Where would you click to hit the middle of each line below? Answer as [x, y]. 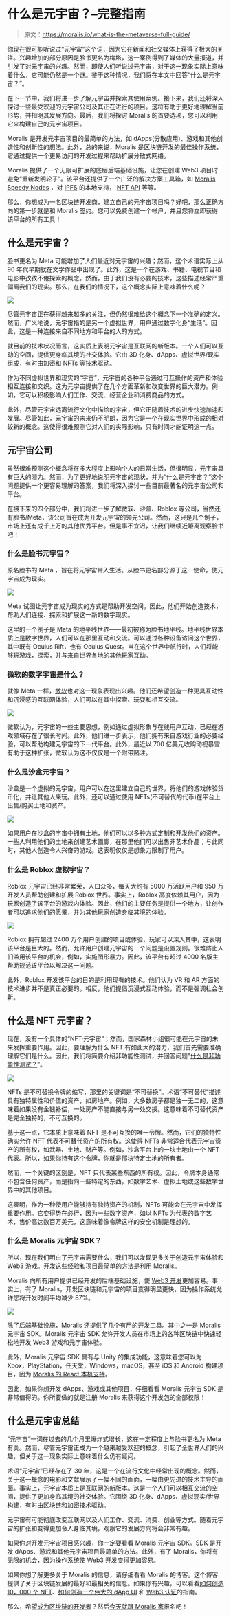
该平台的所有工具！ [34, 219]
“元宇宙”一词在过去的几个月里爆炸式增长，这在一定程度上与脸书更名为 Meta [114, 1439]
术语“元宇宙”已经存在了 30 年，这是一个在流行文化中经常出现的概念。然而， [114, 1471]
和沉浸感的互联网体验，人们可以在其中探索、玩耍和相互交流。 [95, 700]
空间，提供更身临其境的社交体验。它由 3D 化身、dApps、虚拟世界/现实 [119, 354]
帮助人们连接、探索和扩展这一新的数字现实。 [70, 614]
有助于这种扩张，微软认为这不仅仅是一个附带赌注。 [79, 752]
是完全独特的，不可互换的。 [46, 1117]
